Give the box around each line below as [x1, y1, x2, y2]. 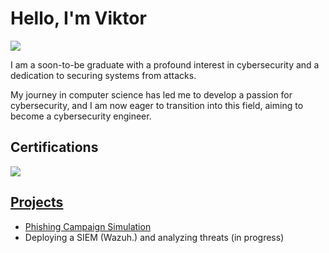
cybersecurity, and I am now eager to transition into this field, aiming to [10, 99, 304, 111]
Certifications [10, 139, 99, 156]
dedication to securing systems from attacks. [10, 69, 197, 81]
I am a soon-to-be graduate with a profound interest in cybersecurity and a [10, 58, 320, 71]
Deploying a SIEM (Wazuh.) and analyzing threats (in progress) [24, 231, 285, 243]
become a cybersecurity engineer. [10, 110, 152, 122]
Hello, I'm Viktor [10, 7, 147, 30]
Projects [10, 194, 64, 211]
